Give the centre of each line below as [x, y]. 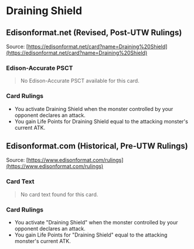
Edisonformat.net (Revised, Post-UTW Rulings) [94, 33]
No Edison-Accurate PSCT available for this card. [80, 81]
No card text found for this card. [59, 194]
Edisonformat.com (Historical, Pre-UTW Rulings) [97, 146]
